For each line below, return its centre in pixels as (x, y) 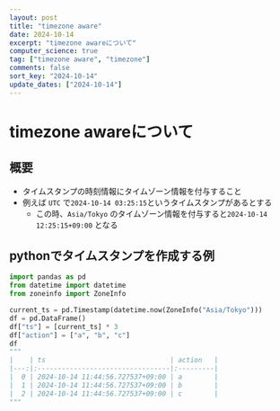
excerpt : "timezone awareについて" (73, 43)
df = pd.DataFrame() (48, 318)
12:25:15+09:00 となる (77, 225)
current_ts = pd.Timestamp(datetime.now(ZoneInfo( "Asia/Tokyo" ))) (136, 310)
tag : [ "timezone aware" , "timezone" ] (80, 59)
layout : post (34, 18)
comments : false (39, 68)
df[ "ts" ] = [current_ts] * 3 (64, 326)
